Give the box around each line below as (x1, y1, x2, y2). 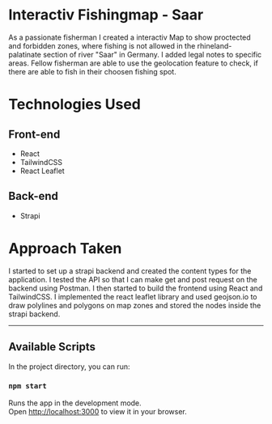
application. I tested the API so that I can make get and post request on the (8, 274, 257, 284)
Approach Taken (8, 239, 122, 257)
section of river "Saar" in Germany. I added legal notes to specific (43, 49, 262, 59)
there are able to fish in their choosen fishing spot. (8, 66, 176, 76)
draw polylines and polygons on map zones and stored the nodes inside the (8, 300, 261, 310)
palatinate (8, 49, 42, 59)
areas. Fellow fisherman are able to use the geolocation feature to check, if (8, 58, 259, 68)
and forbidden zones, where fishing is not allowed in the (8, 40, 196, 50)
